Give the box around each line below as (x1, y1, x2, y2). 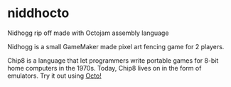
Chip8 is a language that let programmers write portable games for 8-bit (7, 56, 219, 65)
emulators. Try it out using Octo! (7, 71, 102, 80)
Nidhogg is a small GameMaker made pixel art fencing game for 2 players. (7, 42, 225, 51)
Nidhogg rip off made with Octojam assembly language (7, 29, 169, 37)
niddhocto (7, 5, 70, 21)
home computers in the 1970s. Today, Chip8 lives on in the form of (7, 63, 202, 72)
